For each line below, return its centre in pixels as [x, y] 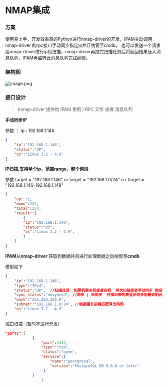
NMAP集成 [27, 10]
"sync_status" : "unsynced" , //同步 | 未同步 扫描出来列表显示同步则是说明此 [88, 295]
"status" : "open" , [59, 352]
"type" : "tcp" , [55, 347]
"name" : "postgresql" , [72, 361]
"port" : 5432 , [54, 343]
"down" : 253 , [26, 204]
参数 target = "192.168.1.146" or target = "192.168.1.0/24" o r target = [75, 180]
